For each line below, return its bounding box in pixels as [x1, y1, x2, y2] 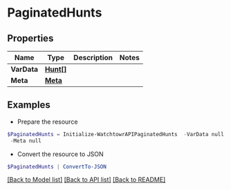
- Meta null [10, 137, 41, 144]
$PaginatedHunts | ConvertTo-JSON [7, 163, 107, 170]
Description [73, 53, 113, 62]
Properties [7, 32, 54, 44]
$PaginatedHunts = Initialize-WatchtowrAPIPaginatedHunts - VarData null [7, 131, 225, 137]
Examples [7, 99, 50, 111]
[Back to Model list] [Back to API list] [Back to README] [7, 175, 166, 184]
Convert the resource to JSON [17, 150, 104, 158]
